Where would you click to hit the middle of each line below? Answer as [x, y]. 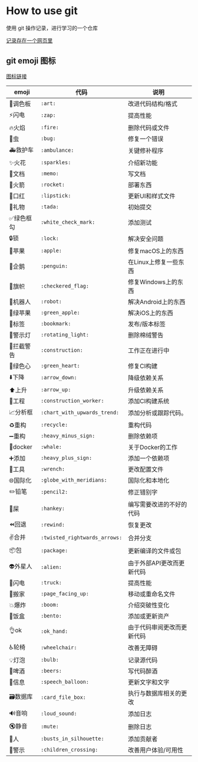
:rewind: [53, 525]
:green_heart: [60, 365]
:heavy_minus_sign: [68, 436]
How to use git [42, 11]
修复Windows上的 [153, 282]
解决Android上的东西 [156, 302]
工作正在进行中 [148, 351]
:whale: [51, 447]
